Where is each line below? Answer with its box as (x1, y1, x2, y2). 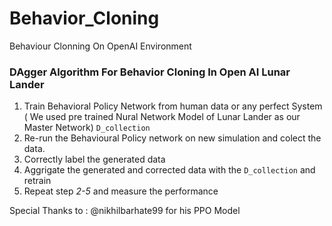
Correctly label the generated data (23, 153, 166, 166)
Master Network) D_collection (23, 122, 151, 134)
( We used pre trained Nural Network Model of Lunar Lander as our (23, 111, 301, 123)
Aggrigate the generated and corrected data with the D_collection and (23, 164, 316, 176)
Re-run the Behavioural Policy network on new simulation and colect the (23, 132, 322, 144)
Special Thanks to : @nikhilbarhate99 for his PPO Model (9, 205, 241, 217)
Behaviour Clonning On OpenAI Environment (9, 40, 192, 52)
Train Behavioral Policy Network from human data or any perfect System (23, 100, 323, 112)
